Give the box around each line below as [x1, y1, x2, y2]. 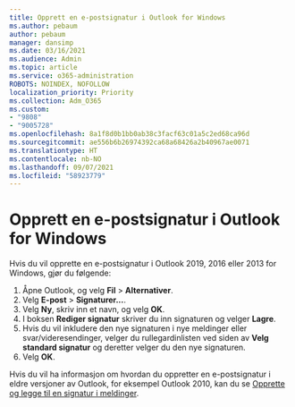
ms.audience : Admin [9, 55, 82, 64]
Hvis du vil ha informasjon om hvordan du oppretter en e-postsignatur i [9, 369, 271, 380]
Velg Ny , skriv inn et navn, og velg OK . [21, 304, 165, 315]
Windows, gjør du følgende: [9, 267, 112, 278]
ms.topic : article [9, 64, 78, 72]
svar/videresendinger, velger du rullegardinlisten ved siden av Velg [21, 333, 270, 343]
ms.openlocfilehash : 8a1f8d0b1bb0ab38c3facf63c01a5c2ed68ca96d [9, 130, 250, 139]
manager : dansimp [9, 38, 74, 47]
